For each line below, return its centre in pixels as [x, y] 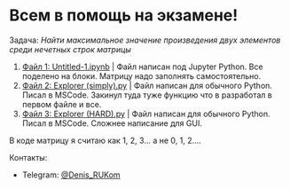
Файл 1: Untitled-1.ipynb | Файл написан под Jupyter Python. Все [142, 67]
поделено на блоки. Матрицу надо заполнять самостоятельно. [141, 75]
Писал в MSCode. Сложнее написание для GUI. [112, 123]
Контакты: [28, 157]
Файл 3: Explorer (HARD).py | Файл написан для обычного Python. [146, 114]
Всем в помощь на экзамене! [124, 16]
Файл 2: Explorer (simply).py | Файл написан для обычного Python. [147, 85]
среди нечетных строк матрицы [70, 49]
